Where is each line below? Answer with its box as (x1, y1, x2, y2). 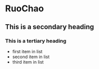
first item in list (12, 48, 43, 54)
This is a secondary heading (5, 23, 94, 31)
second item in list (12, 54, 50, 60)
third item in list (12, 59, 44, 65)
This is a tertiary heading (5, 37, 67, 44)
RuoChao (5, 3, 44, 14)
